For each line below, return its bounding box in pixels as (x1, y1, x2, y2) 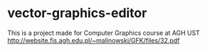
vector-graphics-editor (7, 5, 147, 21)
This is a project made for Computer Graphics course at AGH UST (7, 28, 201, 37)
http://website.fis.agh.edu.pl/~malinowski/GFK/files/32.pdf (7, 36, 180, 44)
